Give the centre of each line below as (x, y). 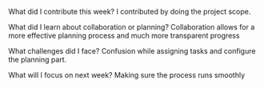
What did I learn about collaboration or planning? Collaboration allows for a (132, 27)
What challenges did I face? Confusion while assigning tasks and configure (132, 51)
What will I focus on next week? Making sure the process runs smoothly (127, 75)
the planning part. (38, 60)
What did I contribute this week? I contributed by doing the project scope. (130, 12)
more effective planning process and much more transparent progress (124, 36)
